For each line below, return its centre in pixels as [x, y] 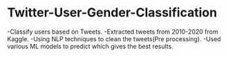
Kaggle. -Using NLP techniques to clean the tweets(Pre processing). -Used [114, 38]
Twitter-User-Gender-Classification [112, 13]
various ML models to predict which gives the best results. [91, 46]
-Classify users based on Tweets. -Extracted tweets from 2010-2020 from [113, 32]
